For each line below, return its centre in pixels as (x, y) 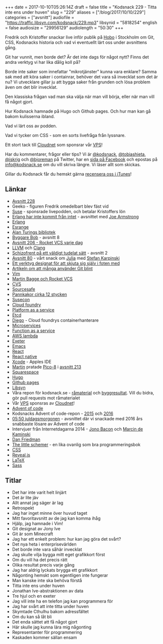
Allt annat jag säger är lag (38, 503)
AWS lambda (25, 335)
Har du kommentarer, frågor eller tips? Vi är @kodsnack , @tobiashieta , (75, 154)
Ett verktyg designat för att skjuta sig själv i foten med (66, 263)
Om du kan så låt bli (32, 617)
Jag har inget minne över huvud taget (49, 513)
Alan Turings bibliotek (34, 232)
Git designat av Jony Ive (36, 528)
